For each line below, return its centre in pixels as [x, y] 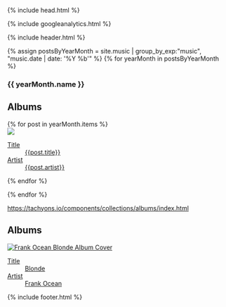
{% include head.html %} [44, 10]
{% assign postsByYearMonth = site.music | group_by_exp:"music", [105, 51]
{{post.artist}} [45, 167]
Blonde [35, 268]
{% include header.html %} [46, 37]
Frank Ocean [44, 283]
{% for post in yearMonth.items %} [58, 124]
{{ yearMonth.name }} [46, 84]
